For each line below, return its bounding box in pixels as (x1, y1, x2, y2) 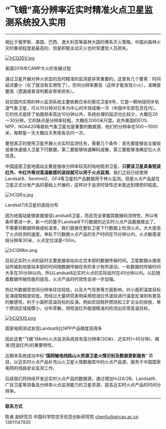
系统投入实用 (14, 17, 66, 28)
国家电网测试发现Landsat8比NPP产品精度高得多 (5, 325, 102, 331)
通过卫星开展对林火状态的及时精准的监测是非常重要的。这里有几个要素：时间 (5, 75, 161, 82)
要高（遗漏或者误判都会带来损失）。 (5, 88, 77, 94)
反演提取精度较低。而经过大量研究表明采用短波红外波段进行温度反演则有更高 (5, 293, 161, 299)
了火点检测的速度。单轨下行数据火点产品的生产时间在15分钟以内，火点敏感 (5, 231, 157, 237)
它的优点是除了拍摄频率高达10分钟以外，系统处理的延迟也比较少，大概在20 (5, 111, 158, 117)
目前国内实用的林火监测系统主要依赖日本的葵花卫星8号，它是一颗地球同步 (5, 99, 155, 105)
